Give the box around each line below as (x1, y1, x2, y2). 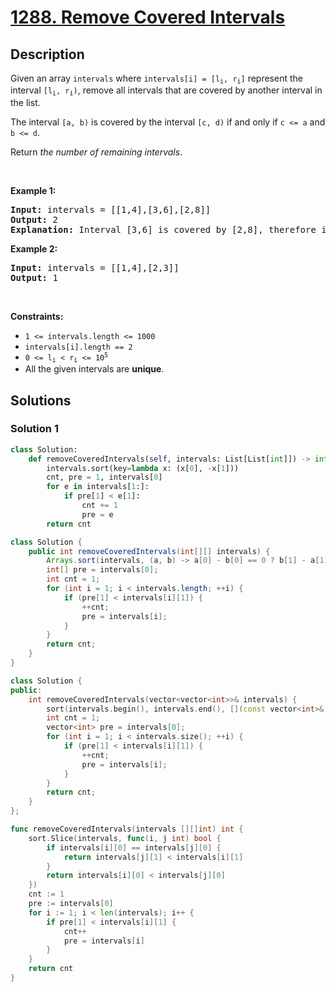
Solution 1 (10, 422, 59, 436)
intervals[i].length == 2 (24, 342, 133, 352)
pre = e (81, 509, 114, 520)
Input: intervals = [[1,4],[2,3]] (10, 262, 180, 273)
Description (10, 46, 85, 63)
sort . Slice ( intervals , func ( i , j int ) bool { (28, 833, 222, 843)
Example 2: (10, 242, 58, 255)
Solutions (10, 392, 72, 409)
